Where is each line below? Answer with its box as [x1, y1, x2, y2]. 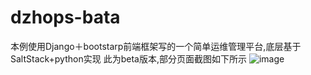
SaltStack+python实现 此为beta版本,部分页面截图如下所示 [10, 52, 247, 65]
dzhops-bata [10, 6, 121, 29]
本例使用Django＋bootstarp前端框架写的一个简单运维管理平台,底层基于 [10, 40, 302, 52]
